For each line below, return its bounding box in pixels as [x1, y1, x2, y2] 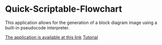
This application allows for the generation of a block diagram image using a [5, 20, 158, 25]
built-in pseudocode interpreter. [5, 24, 70, 30]
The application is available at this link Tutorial [5, 34, 98, 40]
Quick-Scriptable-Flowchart [5, 3, 122, 15]
